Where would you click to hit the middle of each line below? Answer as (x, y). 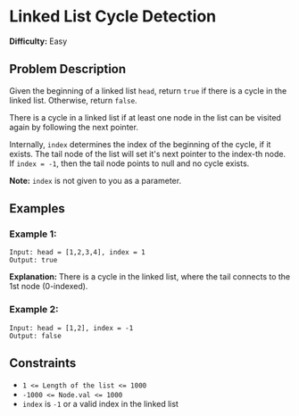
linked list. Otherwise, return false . (73, 100)
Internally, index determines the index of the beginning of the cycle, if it (140, 144)
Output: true (33, 261)
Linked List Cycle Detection (113, 17)
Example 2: (34, 310)
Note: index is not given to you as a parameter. (95, 180)
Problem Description (68, 69)
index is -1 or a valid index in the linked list (100, 404)
